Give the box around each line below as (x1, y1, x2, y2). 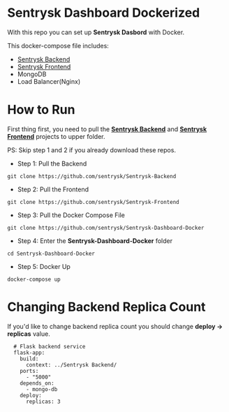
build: (20, 355, 39, 362)
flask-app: (13, 349, 45, 356)
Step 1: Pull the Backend (17, 159, 87, 168)
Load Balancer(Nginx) (17, 77, 81, 85)
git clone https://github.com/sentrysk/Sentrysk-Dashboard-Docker (7, 224, 205, 231)
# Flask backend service (13, 343, 86, 350)
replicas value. (7, 330, 50, 338)
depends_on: (20, 379, 54, 387)
